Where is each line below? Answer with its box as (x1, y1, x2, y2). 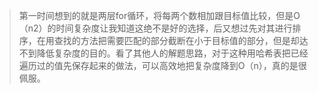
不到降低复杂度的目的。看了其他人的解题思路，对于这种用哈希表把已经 (18, 47, 309, 59)
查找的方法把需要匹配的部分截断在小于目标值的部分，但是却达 (53, 35, 309, 46)
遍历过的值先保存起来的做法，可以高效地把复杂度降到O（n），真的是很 (18, 60, 307, 71)
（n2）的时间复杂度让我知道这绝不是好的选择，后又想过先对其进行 (18, 22, 293, 34)
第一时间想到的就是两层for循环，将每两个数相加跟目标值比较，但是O (18, 10, 301, 21)
